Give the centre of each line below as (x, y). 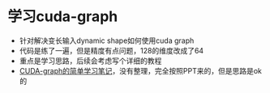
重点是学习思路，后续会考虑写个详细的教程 (90, 61)
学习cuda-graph (63, 17)
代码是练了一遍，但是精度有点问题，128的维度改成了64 (111, 50)
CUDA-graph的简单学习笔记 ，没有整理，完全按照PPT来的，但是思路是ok (141, 70)
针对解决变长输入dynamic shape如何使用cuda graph (107, 40)
